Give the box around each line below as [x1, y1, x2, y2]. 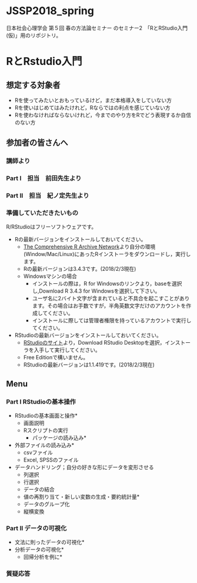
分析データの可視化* [14, 546, 64, 553]
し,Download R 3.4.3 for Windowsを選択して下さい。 [32, 287, 161, 294]
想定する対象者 [6, 80, 61, 90]
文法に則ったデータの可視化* [14, 539, 85, 546]
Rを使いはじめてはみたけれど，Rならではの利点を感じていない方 [14, 104, 171, 111]
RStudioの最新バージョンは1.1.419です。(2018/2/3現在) [23, 361, 155, 368]
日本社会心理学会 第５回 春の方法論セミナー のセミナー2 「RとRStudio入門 [6, 24, 188, 31]
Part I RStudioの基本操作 [6, 397, 76, 405]
